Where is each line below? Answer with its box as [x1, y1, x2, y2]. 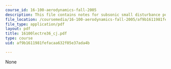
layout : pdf [5, 26, 31, 31]
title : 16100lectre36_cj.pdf [5, 31, 67, 36]
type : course [5, 36, 33, 41]
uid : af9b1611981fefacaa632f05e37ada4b [5, 41, 90, 46]
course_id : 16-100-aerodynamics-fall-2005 [5, 7, 97, 13]
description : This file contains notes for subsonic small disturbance [5, 12, 160, 17]
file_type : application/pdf [5, 21, 65, 27]
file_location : [5, 17, 38, 22]
